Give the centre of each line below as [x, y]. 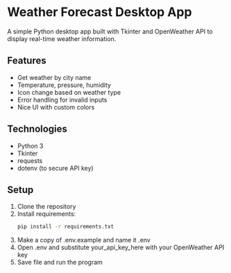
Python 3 [30, 146]
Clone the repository [46, 207]
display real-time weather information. [62, 38]
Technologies [37, 129]
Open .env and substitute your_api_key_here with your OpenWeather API [121, 247]
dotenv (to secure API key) [55, 168]
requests [30, 160]
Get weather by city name [54, 77]
